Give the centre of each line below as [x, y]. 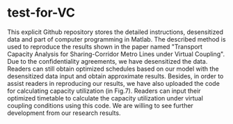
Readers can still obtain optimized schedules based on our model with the [113, 69]
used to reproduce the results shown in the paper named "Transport [105, 46]
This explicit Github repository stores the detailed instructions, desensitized [115, 32]
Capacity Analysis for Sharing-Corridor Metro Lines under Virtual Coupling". [116, 54]
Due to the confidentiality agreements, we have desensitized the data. [107, 61]
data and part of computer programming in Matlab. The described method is [116, 39]
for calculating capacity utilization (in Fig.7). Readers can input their [104, 91]
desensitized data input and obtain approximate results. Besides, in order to [115, 76]
